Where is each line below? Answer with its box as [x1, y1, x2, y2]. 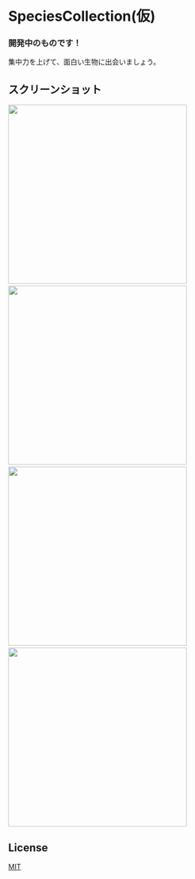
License [8, 841, 48, 854]
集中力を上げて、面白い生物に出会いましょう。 [8, 57, 161, 67]
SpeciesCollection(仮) [8, 7, 156, 25]
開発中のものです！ [8, 37, 82, 49]
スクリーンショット [8, 83, 101, 96]
